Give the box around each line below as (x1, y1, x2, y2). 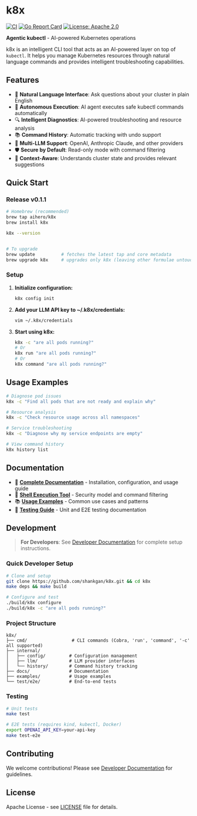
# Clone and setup (6, 573, 51, 579)
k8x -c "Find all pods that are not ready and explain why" (6, 399, 157, 404)
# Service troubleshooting (6, 425, 72, 431)
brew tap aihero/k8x (6, 214, 57, 220)
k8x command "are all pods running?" (14, 362, 107, 367)
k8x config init (14, 295, 55, 301)
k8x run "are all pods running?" (14, 350, 97, 356)
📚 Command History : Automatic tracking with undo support (14, 131, 161, 138)
